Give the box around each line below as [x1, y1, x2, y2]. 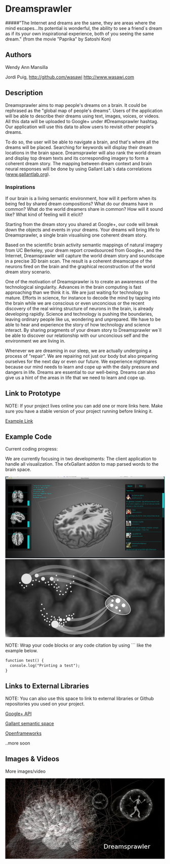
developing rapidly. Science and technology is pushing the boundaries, [5, 311, 153, 317]
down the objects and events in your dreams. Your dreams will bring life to [5, 227, 160, 233]
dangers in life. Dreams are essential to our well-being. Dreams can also [5, 369, 156, 375]
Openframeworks [5, 730, 42, 736]
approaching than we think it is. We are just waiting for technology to [5, 289, 149, 295]
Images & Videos [5, 755, 60, 763]
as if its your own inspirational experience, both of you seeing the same [5, 30, 154, 36]
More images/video [5, 768, 46, 774]
